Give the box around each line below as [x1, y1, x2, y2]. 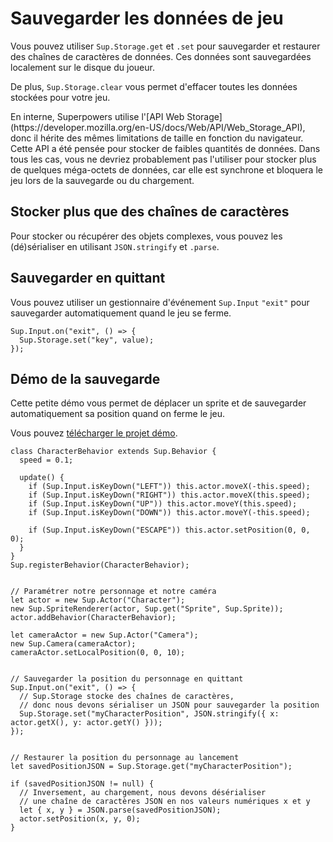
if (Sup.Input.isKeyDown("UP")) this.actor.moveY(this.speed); [28, 499, 298, 509]
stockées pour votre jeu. [10, 91, 111, 103]
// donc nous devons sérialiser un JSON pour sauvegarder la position [19, 700, 320, 711]
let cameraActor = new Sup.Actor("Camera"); [10, 630, 199, 641]
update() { [19, 473, 65, 483]
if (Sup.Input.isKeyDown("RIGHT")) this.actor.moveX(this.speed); [28, 490, 311, 501]
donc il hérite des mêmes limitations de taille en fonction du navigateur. [10, 132, 304, 144]
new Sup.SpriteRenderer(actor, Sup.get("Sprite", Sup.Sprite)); [10, 604, 284, 614]
